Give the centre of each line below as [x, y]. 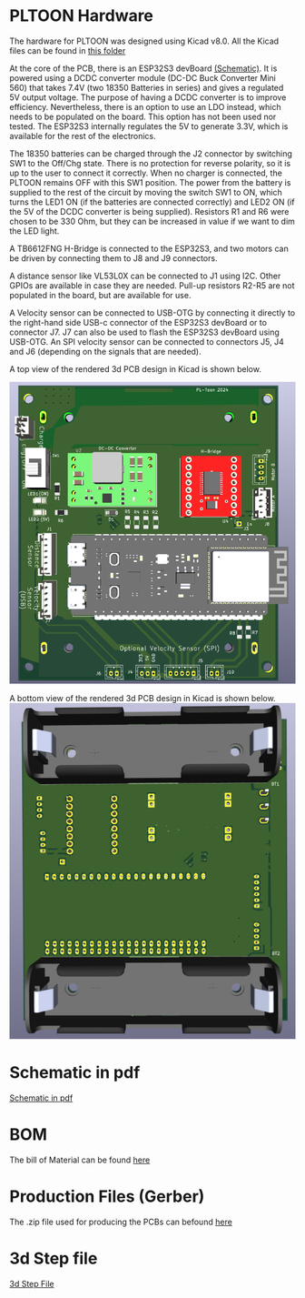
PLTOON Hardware [82, 16]
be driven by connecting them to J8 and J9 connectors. [113, 258]
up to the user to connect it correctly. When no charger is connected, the [146, 173]
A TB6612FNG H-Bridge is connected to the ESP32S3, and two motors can [149, 248]
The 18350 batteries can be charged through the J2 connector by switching [151, 153]
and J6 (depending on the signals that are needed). [105, 351]
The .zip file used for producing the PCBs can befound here [121, 1222]
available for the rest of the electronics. [83, 136]
